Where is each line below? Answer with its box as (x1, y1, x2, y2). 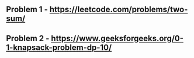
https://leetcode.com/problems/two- (49, 5, 188, 14)
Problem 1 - (6, 5, 48, 14)
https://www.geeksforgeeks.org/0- (51, 33, 184, 43)
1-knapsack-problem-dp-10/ (6, 42, 112, 52)
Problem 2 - (6, 33, 50, 43)
